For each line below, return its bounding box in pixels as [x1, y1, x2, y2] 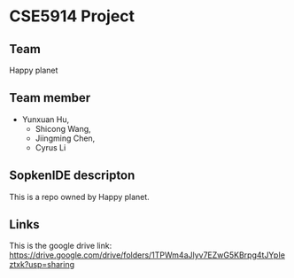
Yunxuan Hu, [21, 113, 70, 125]
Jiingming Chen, [35, 133, 96, 143]
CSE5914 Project [9, 6, 135, 27]
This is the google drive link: [9, 241, 112, 251]
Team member [9, 90, 91, 105]
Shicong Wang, [35, 123, 91, 134]
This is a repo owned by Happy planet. [9, 191, 151, 202]
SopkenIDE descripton [9, 168, 135, 183]
